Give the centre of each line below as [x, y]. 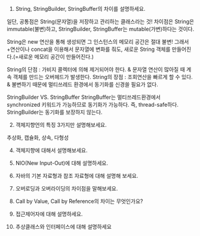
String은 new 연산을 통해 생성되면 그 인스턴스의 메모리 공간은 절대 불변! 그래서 [98, 42]
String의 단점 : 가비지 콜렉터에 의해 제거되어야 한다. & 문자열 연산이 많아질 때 [96, 69]
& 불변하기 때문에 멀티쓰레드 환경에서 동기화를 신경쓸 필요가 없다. [83, 84]
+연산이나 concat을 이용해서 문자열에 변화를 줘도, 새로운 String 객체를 [89, 49]
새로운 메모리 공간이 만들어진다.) [56, 57]
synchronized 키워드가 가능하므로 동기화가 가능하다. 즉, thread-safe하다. [93, 105]
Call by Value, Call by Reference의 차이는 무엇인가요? [79, 201]
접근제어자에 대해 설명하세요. [49, 214]
